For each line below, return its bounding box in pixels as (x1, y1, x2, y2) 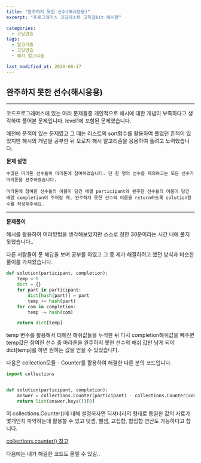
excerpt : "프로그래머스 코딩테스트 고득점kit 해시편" (6, 14, 121, 20)
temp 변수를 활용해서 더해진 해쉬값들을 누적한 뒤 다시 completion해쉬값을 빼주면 (6, 332, 194, 339)
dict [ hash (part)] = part (28, 292, 90, 299)
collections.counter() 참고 (6, 437, 69, 444)
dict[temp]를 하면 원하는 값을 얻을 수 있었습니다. (6, 347, 120, 354)
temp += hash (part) (28, 298, 77, 304)
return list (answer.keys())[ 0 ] (17, 398, 95, 404)
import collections (6, 371, 55, 377)
